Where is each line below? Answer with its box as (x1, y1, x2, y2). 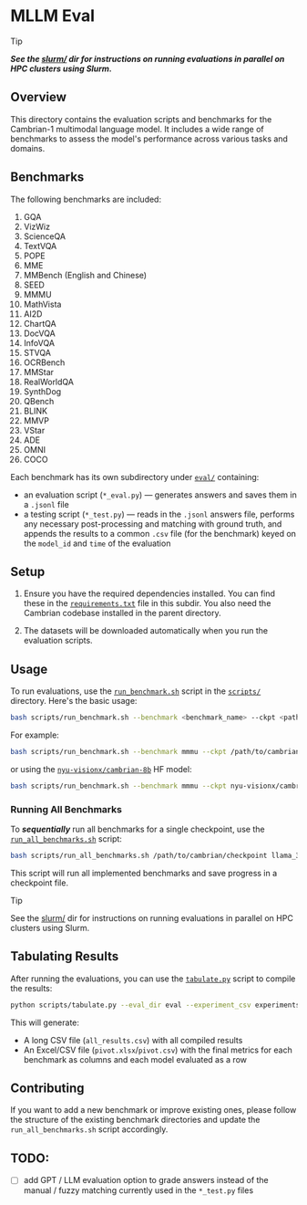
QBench (23, 395, 55, 406)
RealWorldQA (23, 376, 74, 387)
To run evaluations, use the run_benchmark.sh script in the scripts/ (10, 686, 261, 697)
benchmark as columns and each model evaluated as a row (23, 1053, 247, 1064)
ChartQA (23, 318, 57, 329)
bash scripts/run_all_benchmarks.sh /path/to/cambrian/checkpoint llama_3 (10, 851, 301, 861)
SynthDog (23, 385, 62, 397)
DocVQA (23, 328, 56, 339)
